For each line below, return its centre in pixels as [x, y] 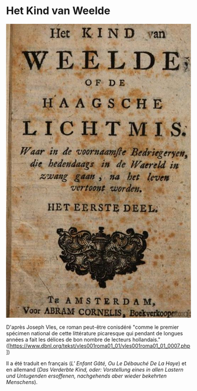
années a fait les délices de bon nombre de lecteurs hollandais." [83, 339]
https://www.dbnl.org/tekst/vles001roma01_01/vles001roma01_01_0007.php [100, 346]
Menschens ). [22, 382]
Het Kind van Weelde [58, 11]
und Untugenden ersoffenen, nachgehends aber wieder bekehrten [86, 376]
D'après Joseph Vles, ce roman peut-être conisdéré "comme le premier [93, 327]
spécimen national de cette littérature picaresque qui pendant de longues [95, 333]
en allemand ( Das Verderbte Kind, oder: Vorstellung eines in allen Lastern [95, 369]
